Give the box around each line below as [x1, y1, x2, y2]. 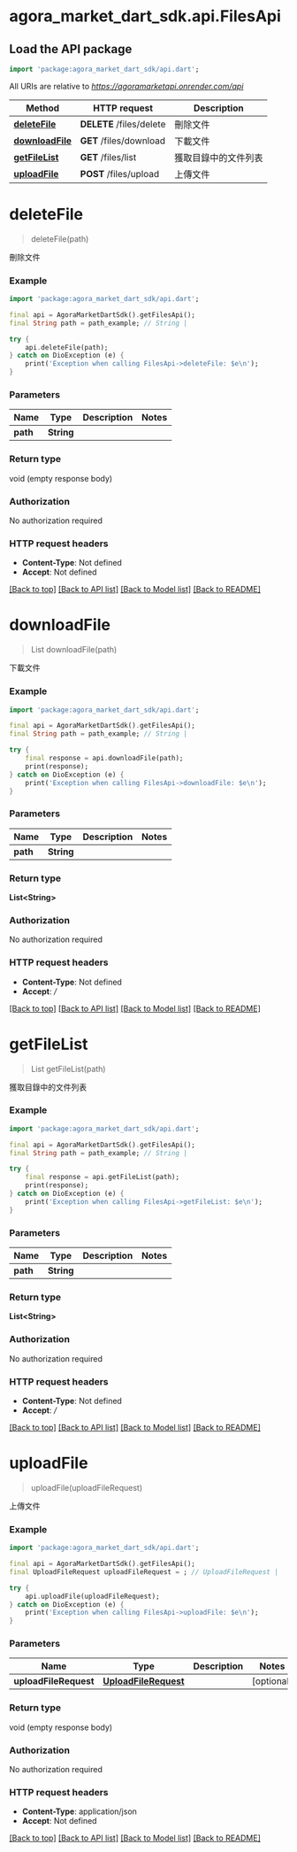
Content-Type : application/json [21, 1806, 137, 1817]
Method [26, 102, 60, 114]
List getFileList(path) [30, 1063, 106, 1074]
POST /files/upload [80, 167, 160, 180]
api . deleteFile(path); [25, 343, 109, 351]
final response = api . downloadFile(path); [25, 754, 184, 763]
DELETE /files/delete [80, 118, 166, 130]
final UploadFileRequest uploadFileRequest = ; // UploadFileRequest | [9, 1567, 278, 1577]
